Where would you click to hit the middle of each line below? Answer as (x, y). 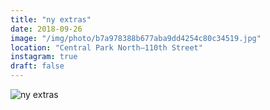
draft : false (37, 66)
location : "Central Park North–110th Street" (106, 47)
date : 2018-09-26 (46, 29)
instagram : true (44, 57)
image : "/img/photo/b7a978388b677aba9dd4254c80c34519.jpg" (136, 38)
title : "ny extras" (51, 19)
